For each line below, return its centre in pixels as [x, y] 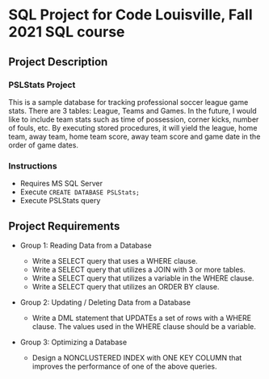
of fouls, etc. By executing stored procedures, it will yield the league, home [133, 127]
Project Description [58, 62]
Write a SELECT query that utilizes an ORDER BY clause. [126, 286]
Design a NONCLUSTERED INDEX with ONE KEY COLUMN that [137, 357]
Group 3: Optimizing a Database [74, 342]
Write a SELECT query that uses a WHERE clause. [115, 260]
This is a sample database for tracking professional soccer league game [128, 102]
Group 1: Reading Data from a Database [86, 245]
